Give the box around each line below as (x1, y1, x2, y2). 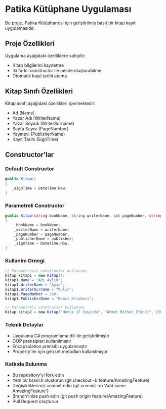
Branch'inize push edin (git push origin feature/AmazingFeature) (12, 393, 143, 399)
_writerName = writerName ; (14, 227, 70, 232)
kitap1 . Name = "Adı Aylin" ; (5, 278, 63, 283)
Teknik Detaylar (5, 321, 44, 328)
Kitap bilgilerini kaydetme (12, 62, 64, 68)
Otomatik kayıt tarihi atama (12, 73, 67, 79)
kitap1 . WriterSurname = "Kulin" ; (5, 287, 74, 292)
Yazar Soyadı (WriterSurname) (12, 120, 74, 126)
